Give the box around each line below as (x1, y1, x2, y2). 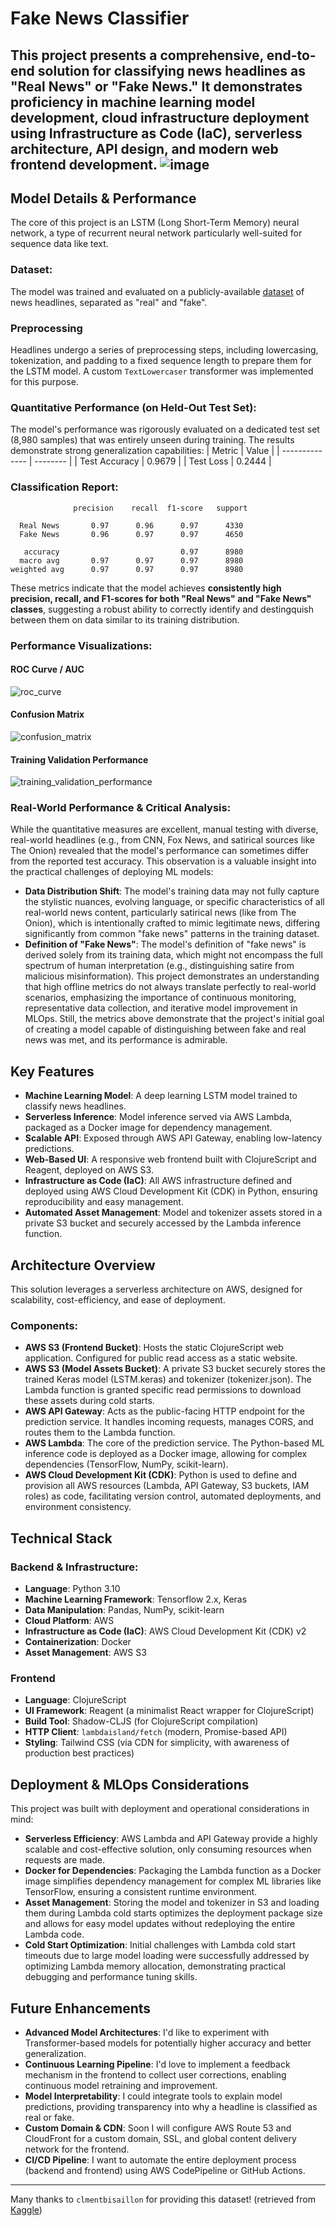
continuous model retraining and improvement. (24, 2079, 218, 2091)
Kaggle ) (10, 2203, 43, 2216)
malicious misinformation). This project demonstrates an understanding (24, 970, 320, 982)
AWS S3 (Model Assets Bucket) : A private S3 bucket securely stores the (24, 1363, 326, 1375)
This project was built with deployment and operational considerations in (10, 1803, 310, 1815)
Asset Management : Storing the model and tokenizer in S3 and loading (24, 1897, 320, 1909)
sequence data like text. (10, 238, 109, 250)
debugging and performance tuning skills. (24, 1971, 198, 1983)
